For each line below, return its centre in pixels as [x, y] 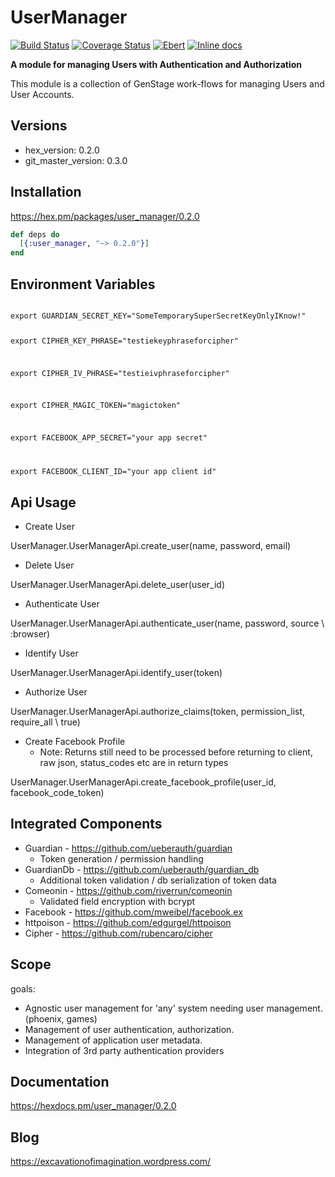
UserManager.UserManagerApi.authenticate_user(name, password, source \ [167, 623]
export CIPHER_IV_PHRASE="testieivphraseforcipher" [120, 373]
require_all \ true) [45, 722]
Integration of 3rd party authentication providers [124, 1050]
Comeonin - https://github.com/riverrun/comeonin [128, 890]
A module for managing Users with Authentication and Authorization [156, 64]
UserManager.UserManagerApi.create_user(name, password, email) [151, 545]
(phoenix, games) [61, 1018]
